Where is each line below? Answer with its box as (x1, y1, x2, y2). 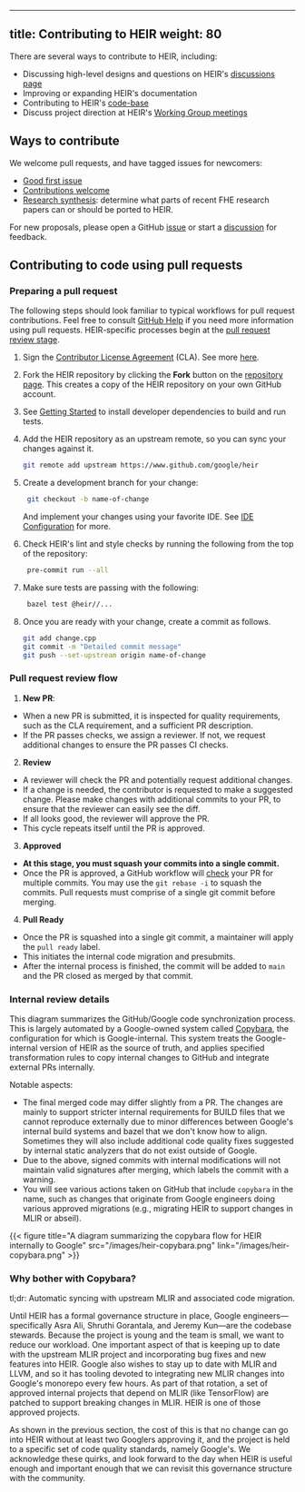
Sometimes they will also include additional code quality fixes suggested (22, 1136, 294, 1147)
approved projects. (9, 1407, 80, 1418)
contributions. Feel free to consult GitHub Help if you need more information (9, 315, 294, 326)
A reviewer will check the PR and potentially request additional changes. (22, 774, 293, 786)
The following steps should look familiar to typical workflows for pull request (9, 305, 295, 316)
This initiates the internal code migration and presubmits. (22, 951, 236, 962)
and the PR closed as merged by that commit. (22, 970, 193, 981)
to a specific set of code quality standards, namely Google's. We (9, 1444, 251, 1455)
